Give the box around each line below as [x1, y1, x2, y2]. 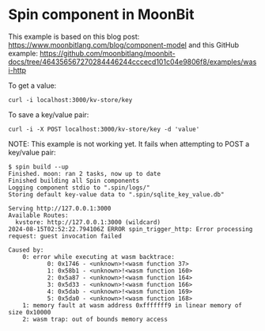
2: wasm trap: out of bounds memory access [22, 315, 168, 323]
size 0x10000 [8, 308, 51, 316]
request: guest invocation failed [8, 232, 123, 240]
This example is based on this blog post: [8, 32, 140, 41]
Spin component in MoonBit [8, 6, 195, 24]
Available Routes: [8, 211, 69, 219]
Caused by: [8, 245, 44, 254]
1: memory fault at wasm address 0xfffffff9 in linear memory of [22, 301, 243, 310]
